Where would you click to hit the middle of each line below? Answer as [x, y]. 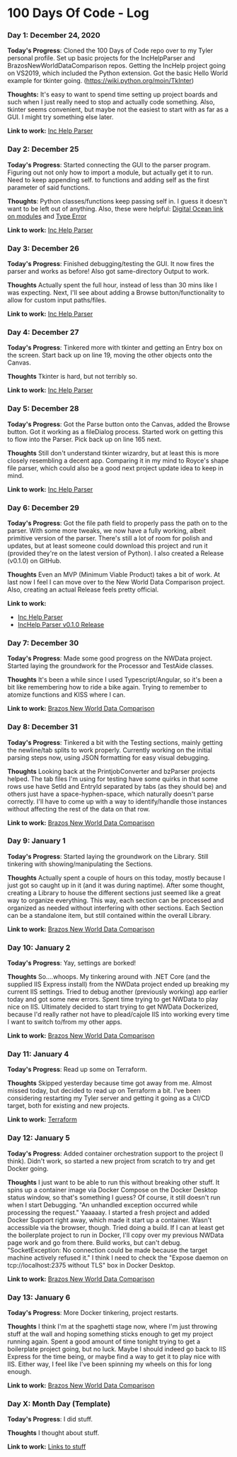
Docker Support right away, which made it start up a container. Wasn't [110, 1220]
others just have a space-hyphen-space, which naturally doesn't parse [111, 794]
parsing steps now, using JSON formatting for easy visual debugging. [109, 758]
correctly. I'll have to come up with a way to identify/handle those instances [117, 801]
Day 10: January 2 [39, 947]
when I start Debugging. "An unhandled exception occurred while [103, 1204]
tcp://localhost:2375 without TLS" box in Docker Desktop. [91, 1265]
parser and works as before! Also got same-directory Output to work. [108, 272]
